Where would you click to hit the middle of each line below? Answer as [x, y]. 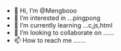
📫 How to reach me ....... [50, 40]
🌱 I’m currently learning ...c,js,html [63, 25]
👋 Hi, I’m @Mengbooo [45, 11]
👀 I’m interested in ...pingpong [57, 18]
